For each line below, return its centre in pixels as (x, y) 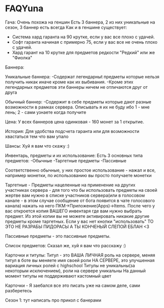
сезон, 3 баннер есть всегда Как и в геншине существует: (66, 27)
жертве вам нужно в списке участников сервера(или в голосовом (75, 195)
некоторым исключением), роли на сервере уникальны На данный (75, 271)
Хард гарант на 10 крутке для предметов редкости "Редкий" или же (83, 52)
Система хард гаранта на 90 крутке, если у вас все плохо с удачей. (83, 37)
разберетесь (18, 290)
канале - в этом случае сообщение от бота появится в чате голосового (80, 200)
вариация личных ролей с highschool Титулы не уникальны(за (70, 265)
